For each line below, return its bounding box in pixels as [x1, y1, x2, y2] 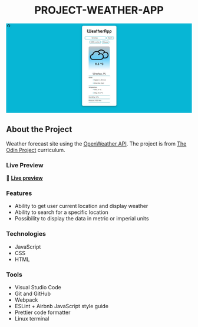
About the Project [6, 124, 72, 134]
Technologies [6, 230, 46, 238]
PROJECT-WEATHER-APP [34, 4, 164, 17]
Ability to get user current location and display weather [14, 203, 148, 210]
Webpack [14, 296, 38, 303]
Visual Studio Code [14, 284, 62, 291]
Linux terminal [14, 315, 49, 322]
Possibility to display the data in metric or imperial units [14, 215, 149, 222]
